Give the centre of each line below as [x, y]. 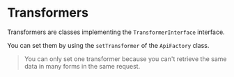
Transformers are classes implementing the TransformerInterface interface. [116, 32]
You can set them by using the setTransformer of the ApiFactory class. [108, 45]
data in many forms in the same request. [82, 66]
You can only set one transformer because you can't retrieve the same [125, 59]
